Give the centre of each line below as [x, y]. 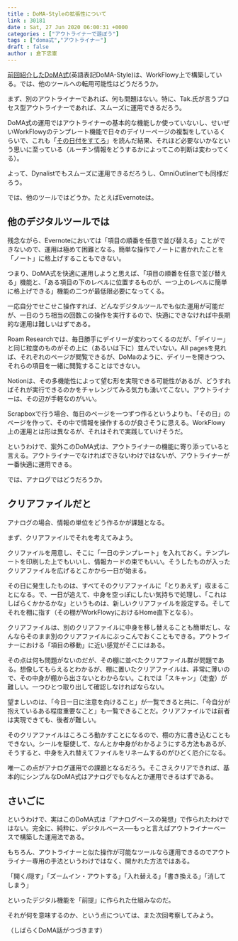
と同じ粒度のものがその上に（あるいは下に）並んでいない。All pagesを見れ [117, 348]
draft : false [28, 47]
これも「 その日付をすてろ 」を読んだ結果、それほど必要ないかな [125, 140]
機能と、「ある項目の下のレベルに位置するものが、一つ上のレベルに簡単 [124, 282]
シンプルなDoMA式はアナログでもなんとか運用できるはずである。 [121, 776]
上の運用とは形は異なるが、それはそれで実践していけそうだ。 [97, 431]
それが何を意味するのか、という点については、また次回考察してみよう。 [112, 915]
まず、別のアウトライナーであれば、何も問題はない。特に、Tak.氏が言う [112, 98]
